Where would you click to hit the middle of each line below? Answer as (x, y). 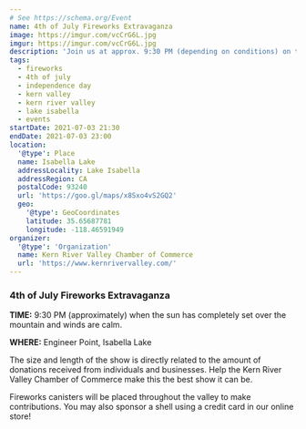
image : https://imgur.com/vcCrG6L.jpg (83, 35)
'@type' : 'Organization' (65, 247)
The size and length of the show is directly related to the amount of (135, 360)
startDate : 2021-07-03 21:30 (65, 128)
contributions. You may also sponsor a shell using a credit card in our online (152, 407)
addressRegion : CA (53, 179)
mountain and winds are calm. (66, 325)
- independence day (55, 86)
